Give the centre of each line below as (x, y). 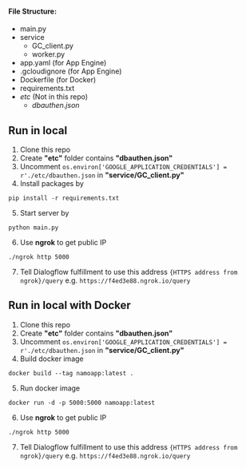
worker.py (48, 54)
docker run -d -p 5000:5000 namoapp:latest (82, 403)
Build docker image (52, 359)
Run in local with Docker (70, 305)
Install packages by (52, 184)
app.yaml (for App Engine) (63, 63)
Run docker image (50, 388)
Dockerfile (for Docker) (58, 80)
